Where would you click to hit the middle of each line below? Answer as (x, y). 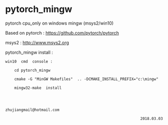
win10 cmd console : (29, 61)
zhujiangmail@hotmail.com (32, 110)
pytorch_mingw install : (29, 52)
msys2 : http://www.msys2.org (37, 42)
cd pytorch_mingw (32, 70)
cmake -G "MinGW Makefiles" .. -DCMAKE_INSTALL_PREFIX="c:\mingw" (86, 79)
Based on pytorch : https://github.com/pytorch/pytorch (62, 33)
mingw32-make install (38, 88)
